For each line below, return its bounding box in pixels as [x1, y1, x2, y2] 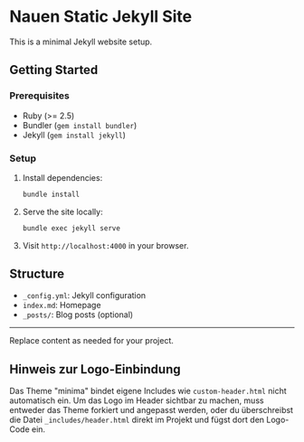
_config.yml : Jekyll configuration [22, 290, 147, 301]
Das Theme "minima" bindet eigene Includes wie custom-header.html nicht [9, 386, 287, 397]
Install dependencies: [22, 172, 103, 183]
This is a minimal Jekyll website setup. [9, 36, 153, 47]
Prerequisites [9, 89, 70, 102]
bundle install [22, 190, 81, 199]
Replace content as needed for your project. [9, 335, 174, 346]
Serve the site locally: [22, 206, 103, 217]
